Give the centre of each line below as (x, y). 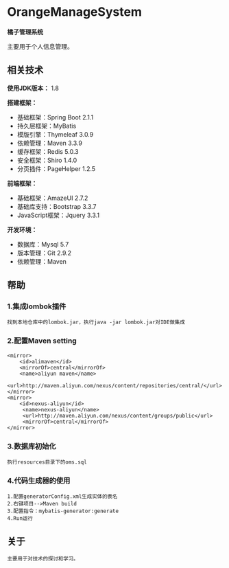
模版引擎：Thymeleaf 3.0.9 (55, 134)
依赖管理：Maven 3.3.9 (50, 143)
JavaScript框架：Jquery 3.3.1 (58, 215)
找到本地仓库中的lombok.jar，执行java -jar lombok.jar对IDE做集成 (96, 322)
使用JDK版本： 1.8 (33, 88)
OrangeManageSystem (75, 12)
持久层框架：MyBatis (47, 126)
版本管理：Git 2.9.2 (44, 253)
